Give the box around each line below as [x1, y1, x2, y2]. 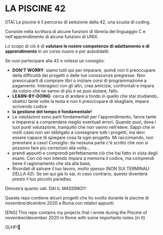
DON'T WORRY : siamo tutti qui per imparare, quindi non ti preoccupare [12, 67, 156, 73]
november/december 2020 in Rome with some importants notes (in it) [5, 215, 145, 220]
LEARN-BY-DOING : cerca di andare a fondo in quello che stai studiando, [12, 93, 159, 99]
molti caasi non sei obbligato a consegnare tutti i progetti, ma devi [12, 129, 145, 135]
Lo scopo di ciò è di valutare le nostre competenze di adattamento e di [5, 43, 150, 49]
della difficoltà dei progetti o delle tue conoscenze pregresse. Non [12, 72, 145, 78]
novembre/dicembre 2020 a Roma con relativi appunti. [5, 200, 115, 206]
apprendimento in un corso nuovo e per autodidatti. [5, 48, 110, 54]
